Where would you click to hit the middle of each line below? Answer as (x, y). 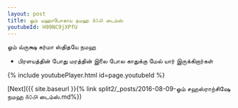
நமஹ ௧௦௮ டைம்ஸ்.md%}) (45, 97)
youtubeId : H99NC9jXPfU (43, 27)
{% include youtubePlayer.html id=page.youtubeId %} (86, 76)
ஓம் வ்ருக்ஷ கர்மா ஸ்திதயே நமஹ (52, 47)
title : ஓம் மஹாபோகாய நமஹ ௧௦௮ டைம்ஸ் (65, 20)
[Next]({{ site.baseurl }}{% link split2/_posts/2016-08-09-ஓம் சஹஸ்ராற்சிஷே (119, 89)
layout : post (27, 14)
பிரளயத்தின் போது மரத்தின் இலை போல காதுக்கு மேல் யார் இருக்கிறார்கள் (115, 61)
